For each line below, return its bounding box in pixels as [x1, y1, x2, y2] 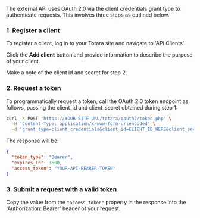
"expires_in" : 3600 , [11, 160, 62, 166]
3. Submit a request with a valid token [6, 185, 117, 193]
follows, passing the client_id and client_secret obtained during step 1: [6, 104, 178, 111]
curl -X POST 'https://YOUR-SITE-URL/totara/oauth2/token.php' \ [6, 116, 171, 122]
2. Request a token [6, 84, 61, 92]
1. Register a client [6, 26, 61, 35]
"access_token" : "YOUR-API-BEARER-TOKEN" [11, 165, 116, 172]
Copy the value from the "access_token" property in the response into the [6, 198, 186, 205]
